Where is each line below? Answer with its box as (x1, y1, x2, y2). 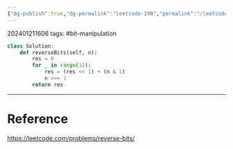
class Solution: (7, 42, 54, 49)
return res (32, 81, 64, 88)
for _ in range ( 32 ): (32, 62, 92, 69)
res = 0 (32, 55, 54, 62)
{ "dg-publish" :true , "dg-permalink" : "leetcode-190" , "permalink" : (7, 10, 197, 17)
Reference (7, 111, 68, 127)
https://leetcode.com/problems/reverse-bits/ (7, 134, 135, 142)
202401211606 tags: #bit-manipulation (7, 29, 116, 37)
